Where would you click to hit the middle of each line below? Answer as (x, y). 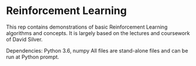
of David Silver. (24, 39)
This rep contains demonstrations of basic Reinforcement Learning (87, 27)
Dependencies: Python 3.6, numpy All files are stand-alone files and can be (97, 50)
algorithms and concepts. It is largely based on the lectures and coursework (98, 33)
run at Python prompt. (33, 57)
